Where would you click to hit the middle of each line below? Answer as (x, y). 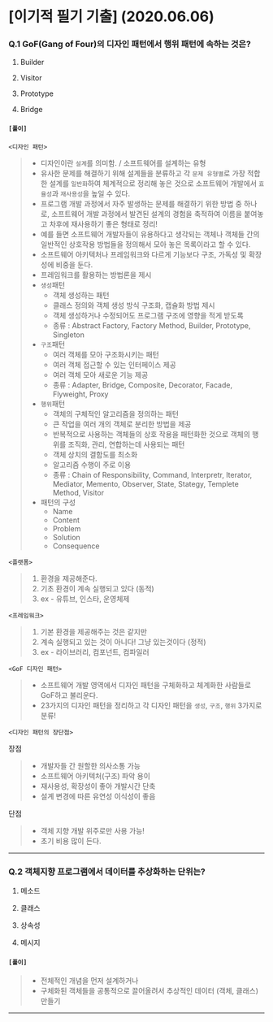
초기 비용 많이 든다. (71, 841)
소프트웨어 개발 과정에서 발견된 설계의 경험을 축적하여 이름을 (147, 214)
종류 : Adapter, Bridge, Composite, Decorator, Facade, (143, 385)
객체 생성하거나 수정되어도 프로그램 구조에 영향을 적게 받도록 (148, 315)
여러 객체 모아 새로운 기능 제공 (100, 375)
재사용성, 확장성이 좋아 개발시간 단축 (98, 786)
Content (66, 520)
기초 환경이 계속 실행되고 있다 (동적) (97, 588)
